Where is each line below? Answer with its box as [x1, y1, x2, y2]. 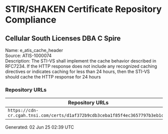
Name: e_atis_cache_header [5, 47, 63, 53]
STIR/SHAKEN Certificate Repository [5, 3, 162, 15]
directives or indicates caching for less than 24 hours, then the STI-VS [5, 68, 150, 74]
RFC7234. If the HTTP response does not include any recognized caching [5, 63, 157, 69]
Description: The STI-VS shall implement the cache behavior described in [5, 58, 156, 63]
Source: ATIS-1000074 [5, 52, 52, 58]
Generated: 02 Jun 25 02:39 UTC [5, 124, 74, 130]
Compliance [5, 14, 56, 25]
